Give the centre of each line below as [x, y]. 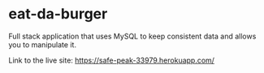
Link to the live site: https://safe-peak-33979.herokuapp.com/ [112, 60]
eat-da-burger [58, 14]
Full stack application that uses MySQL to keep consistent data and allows [132, 36]
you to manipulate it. [43, 44]
